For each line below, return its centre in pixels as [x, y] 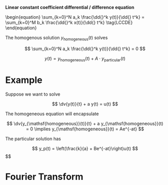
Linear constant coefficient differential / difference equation [70, 7]
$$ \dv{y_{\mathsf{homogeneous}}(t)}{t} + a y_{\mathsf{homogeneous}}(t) [85, 123]
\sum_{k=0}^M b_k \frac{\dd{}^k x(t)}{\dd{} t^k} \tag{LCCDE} [69, 22]
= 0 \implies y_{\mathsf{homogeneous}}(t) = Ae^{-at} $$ [85, 129]
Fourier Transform [44, 177]
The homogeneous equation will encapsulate [52, 114]
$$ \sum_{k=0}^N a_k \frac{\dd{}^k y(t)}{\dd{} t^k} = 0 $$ [85, 49]
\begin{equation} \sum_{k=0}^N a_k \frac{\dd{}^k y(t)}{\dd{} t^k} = [75, 17]
